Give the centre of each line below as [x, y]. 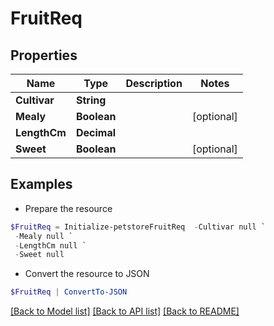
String [91, 100]
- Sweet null [39, 255]
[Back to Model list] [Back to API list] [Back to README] [125, 311]
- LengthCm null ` [50, 245]
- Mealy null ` [44, 236]
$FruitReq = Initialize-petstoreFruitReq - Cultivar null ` [138, 227]
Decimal [96, 132]
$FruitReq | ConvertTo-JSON [69, 292]
